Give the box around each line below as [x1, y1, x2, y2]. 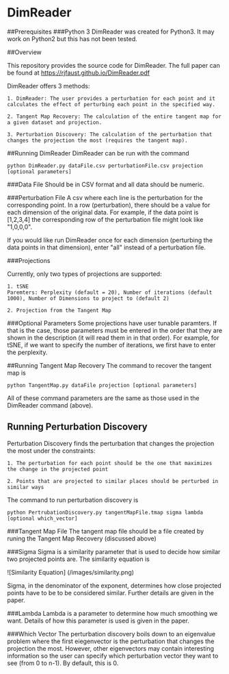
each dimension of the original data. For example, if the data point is [7, 208, 199, 216]
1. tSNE [7, 283, 29, 290]
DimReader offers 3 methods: [7, 82, 90, 90]
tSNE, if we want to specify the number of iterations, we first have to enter [7, 340, 216, 349]
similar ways [7, 484, 44, 490]
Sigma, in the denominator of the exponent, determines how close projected [7, 581, 222, 590]
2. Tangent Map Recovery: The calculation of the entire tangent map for [7, 113, 222, 120]
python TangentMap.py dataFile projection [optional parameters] [7, 382, 197, 388]
